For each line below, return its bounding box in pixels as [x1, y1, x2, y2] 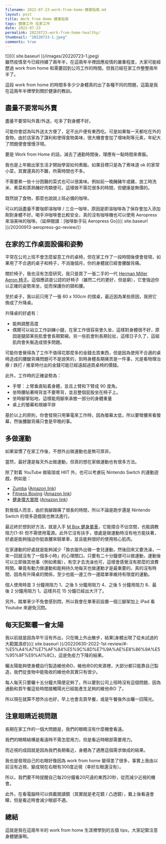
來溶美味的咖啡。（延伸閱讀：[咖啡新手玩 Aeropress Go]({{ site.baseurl [5, 218, 148, 224]
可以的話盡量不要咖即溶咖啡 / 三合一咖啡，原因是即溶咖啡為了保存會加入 [5, 206, 152, 212]
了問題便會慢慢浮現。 [5, 140, 48, 146]
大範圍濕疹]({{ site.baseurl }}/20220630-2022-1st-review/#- [5, 641, 128, 647]
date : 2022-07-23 [5, 26, 41, 31]
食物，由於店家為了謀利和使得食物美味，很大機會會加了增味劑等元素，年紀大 [5, 134, 161, 140]
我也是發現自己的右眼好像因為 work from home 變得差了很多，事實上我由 [5, 757, 154, 763]
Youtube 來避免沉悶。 [5, 605, 49, 611]
